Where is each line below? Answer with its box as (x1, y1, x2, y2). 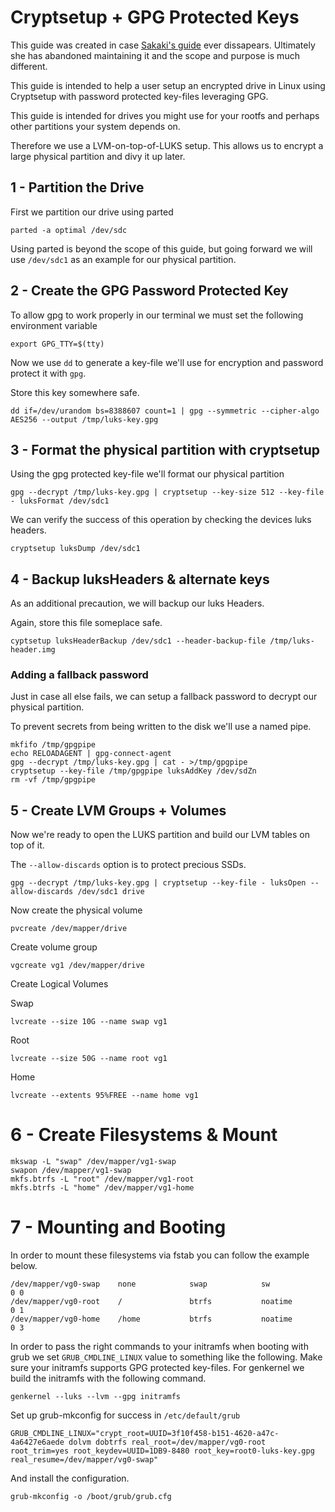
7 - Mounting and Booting (10, 1216, 227, 1239)
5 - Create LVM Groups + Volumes (10, 802, 227, 819)
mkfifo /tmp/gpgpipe (10, 740, 97, 750)
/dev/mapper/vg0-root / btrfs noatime (10, 1297, 293, 1307)
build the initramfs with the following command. (10, 1372, 207, 1385)
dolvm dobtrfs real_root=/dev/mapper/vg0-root (68, 1437, 267, 1448)
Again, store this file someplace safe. (10, 617, 163, 629)
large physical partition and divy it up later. (10, 150, 186, 162)
